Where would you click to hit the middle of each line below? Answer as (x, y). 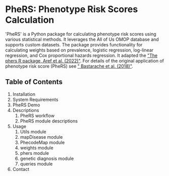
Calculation (30, 20)
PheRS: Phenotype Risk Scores (72, 9)
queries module (36, 164)
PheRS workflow (37, 115)
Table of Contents (34, 82)
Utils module (33, 132)
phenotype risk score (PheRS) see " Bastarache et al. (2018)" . (69, 66)
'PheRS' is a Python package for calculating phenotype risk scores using (81, 34)
